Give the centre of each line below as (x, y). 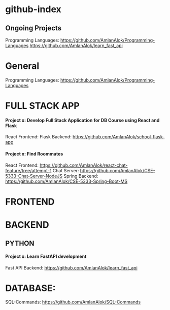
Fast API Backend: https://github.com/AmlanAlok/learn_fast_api (72, 267)
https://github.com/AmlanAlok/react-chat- (84, 165)
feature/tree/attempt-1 (28, 170)
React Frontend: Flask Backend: (39, 137)
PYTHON (20, 243)
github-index (33, 9)
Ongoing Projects (33, 28)
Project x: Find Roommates (34, 153)
